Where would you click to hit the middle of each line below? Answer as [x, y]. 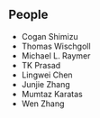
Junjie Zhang [46, 84]
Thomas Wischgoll [56, 46]
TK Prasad [41, 65]
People [28, 15]
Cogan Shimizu [50, 36]
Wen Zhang [43, 104]
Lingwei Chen [47, 75]
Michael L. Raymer [56, 55]
